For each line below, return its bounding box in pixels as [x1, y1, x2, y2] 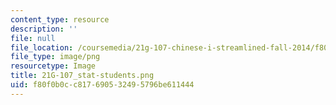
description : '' [10, 24, 78, 34]
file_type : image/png [10, 52, 101, 62]
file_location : [10, 42, 74, 53]
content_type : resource [10, 14, 110, 25]
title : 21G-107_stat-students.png [10, 71, 155, 81]
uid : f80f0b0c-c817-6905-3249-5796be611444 [10, 80, 195, 90]
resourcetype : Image [10, 61, 97, 71]
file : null [10, 33, 56, 43]
